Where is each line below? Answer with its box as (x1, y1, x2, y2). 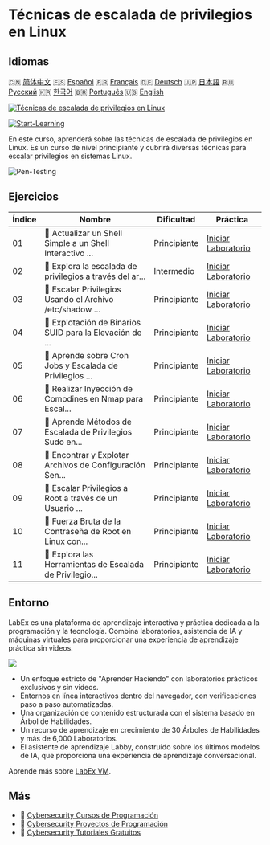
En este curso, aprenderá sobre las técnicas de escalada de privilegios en (8, 134, 253, 144)
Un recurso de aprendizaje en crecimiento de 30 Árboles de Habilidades (19, 725, 260, 734)
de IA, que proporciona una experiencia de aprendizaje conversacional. (19, 750, 257, 760)
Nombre (79, 214, 111, 225)
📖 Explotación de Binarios (43, 316, 141, 328)
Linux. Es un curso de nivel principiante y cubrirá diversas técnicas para (8, 143, 247, 152)
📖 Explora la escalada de (43, 260, 137, 271)
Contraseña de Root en (43, 525, 132, 537)
